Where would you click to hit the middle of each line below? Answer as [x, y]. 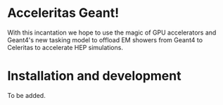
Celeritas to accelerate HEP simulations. [65, 47]
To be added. [26, 95]
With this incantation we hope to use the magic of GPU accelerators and [112, 32]
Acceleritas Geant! [63, 13]
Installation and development [94, 76]
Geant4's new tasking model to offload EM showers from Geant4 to [105, 39]
